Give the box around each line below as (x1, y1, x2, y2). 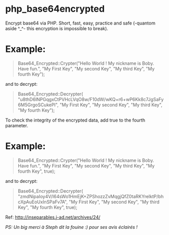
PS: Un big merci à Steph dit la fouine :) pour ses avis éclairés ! (5, 224, 138, 230)
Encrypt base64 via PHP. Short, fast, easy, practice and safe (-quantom (5, 20, 156, 26)
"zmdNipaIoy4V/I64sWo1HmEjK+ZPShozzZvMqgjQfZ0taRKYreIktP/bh (17, 193, 164, 199)
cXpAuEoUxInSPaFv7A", (17, 199, 68, 205)
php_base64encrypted (5, 3, 105, 15)
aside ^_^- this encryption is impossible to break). (5, 25, 108, 31)
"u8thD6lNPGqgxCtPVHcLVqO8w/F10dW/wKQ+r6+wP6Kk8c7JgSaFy (17, 96, 164, 102)
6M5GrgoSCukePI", (17, 102, 59, 108)
